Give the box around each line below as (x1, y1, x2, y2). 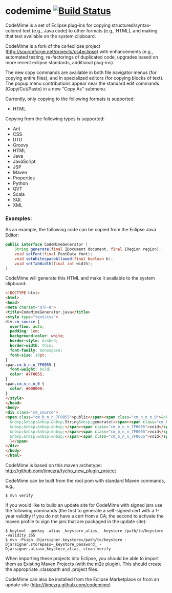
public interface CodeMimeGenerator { (5, 242, 88, 247)
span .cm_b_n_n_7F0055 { (5, 362, 56, 367)
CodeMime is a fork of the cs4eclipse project (5, 43, 101, 49)
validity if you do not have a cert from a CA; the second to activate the (15, 513, 164, 519)
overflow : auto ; (10, 324, 45, 329)
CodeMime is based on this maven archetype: (5, 462, 102, 469)
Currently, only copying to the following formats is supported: (5, 96, 135, 102)
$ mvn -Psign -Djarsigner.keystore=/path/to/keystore (5, 538, 123, 543)
